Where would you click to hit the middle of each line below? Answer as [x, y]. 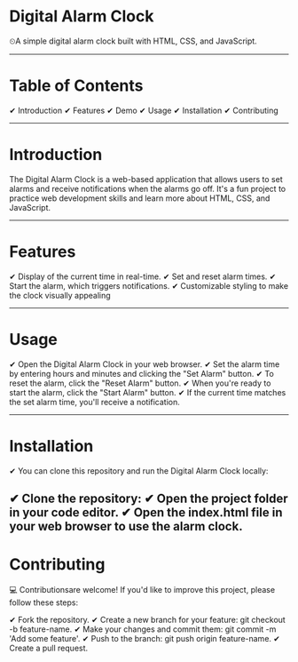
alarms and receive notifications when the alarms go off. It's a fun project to [148, 188]
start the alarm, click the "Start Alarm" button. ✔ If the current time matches [148, 392]
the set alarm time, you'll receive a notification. [94, 402]
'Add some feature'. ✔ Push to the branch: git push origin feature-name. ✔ [145, 638]
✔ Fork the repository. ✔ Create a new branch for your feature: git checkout [147, 619]
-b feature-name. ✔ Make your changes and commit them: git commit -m [143, 629]
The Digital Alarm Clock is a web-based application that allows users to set [146, 179]
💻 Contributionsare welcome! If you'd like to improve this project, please [142, 589]
